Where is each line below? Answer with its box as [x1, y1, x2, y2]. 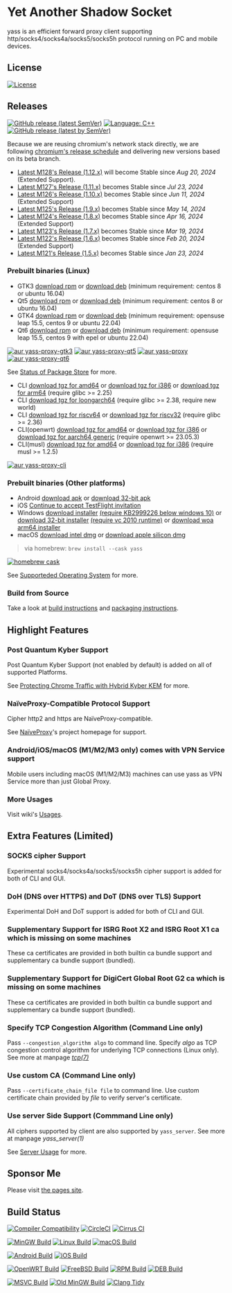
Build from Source [7, 589, 69, 598]
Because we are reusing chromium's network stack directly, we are [7, 139, 199, 148]
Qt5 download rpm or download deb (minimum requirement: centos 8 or [17, 296, 223, 305]
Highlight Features [7, 624, 89, 636]
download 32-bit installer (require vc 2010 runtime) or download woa [17, 516, 214, 524]
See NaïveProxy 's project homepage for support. [7, 728, 148, 736]
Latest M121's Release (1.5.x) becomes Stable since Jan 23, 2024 [17, 249, 204, 257]
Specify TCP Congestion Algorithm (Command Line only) [7, 1023, 203, 1032]
